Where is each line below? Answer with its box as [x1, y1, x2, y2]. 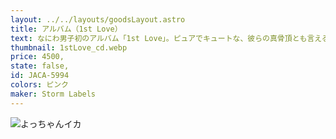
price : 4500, [10, 52, 65, 62]
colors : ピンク [10, 80, 69, 90]
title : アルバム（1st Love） [10, 24, 123, 34]
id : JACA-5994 [10, 71, 70, 81]
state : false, [10, 61, 70, 71]
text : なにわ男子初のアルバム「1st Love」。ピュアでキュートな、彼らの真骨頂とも [10, 33, 308, 43]
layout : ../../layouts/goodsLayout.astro [10, 14, 186, 25]
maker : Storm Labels [10, 89, 97, 99]
